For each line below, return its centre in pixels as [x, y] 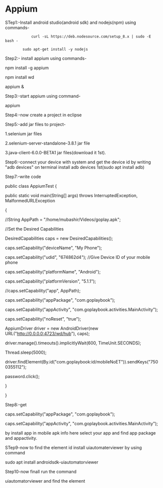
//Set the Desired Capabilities [35, 229]
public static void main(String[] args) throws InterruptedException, [71, 195]
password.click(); [22, 376]
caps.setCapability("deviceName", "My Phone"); [54, 248]
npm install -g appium [27, 68]
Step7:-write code [23, 177]
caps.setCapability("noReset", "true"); [43, 319]
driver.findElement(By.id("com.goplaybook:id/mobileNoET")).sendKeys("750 [81, 361]
